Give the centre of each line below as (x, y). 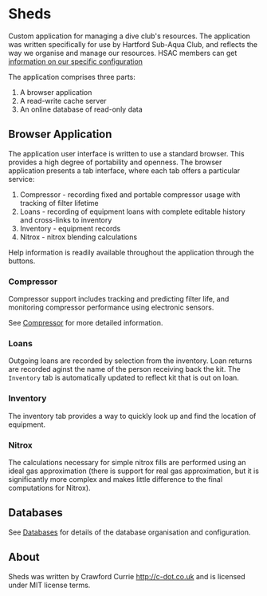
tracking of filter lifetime (59, 203)
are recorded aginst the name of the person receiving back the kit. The (124, 369)
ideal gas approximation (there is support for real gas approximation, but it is (133, 471)
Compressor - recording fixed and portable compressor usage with (130, 194)
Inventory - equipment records (70, 228)
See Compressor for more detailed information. (86, 323)
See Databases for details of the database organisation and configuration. (130, 532)
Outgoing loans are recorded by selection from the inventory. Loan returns (130, 361)
